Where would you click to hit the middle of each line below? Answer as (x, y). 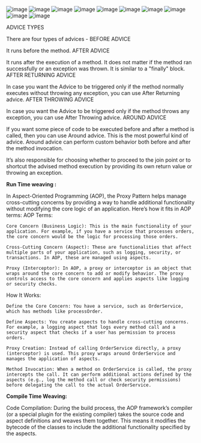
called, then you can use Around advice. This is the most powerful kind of (97, 136)
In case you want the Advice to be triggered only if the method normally (95, 87)
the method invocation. (35, 148)
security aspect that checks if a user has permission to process (91, 332)
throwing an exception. (34, 173)
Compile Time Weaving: (37, 396)
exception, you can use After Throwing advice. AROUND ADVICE (86, 118)
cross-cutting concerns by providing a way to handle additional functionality (100, 202)
